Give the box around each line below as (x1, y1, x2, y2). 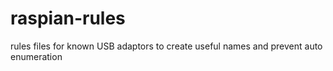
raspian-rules (10, 7, 126, 30)
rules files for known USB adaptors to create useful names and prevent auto (10, 40, 323, 52)
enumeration (10, 50, 63, 62)
